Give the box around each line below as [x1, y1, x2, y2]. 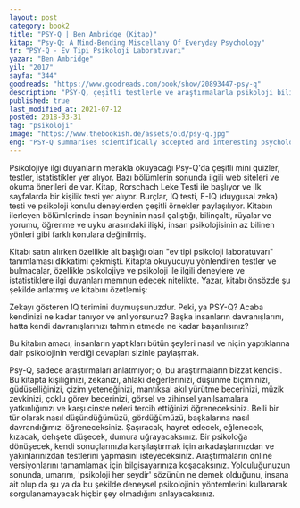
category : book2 [9, 21, 70, 30]
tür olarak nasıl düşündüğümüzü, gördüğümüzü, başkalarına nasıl [9, 412, 250, 423]
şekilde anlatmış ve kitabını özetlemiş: [9, 284, 148, 295]
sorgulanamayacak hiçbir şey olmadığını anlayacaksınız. [9, 488, 216, 499]
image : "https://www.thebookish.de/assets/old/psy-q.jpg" [9, 130, 229, 139]
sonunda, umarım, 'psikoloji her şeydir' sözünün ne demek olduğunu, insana [9, 469, 289, 479]
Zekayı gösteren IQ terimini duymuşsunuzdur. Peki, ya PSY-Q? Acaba [9, 301, 264, 312]
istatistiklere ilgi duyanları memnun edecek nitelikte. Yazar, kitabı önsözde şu [9, 275, 291, 285]
